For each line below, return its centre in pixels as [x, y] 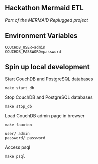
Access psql [18, 147]
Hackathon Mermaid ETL [44, 8]
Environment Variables [41, 36]
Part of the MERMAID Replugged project [47, 20]
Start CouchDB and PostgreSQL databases [49, 79]
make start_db [20, 88]
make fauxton [19, 125]
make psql [15, 157]
